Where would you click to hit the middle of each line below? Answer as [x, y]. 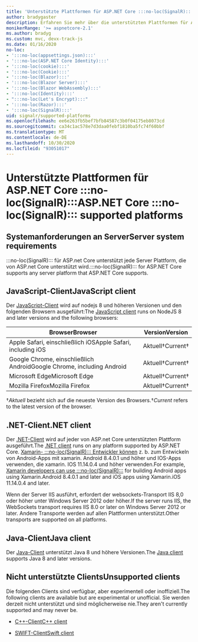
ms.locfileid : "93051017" [38, 148]
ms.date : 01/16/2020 [32, 45]
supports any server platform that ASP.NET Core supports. [77, 273]
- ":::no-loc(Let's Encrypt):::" [47, 99]
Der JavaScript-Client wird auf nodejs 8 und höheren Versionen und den [94, 305]
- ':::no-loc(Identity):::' [41, 94]
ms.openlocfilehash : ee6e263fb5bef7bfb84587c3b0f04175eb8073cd [85, 121]
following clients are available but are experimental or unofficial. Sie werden [98, 597]
